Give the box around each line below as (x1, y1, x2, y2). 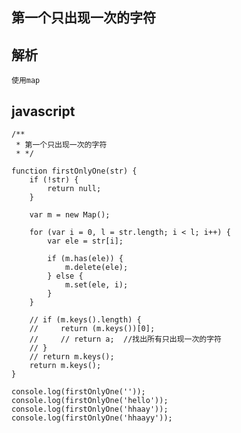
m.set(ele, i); (64, 280, 129, 290)
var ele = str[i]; (47, 236, 124, 247)
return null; (47, 184, 102, 194)
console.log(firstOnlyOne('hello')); (11, 396, 169, 406)
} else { (47, 271, 84, 282)
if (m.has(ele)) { (47, 254, 124, 264)
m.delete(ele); (64, 263, 129, 273)
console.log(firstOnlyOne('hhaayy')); (11, 413, 173, 423)
